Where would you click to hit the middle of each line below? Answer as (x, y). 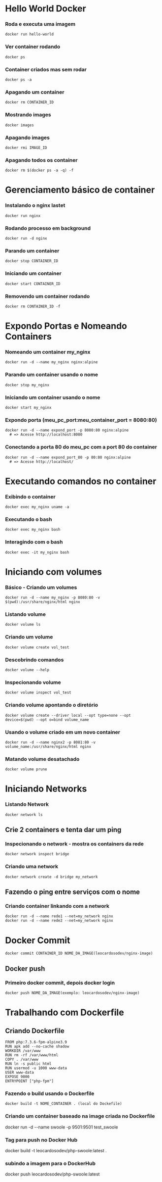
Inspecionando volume (33, 682)
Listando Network (27, 804)
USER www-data (20, 1073)
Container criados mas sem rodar (46, 69)
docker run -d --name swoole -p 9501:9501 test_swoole (62, 1127)
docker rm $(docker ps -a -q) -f (39, 171)
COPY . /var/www (22, 1060)
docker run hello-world (30, 34)
